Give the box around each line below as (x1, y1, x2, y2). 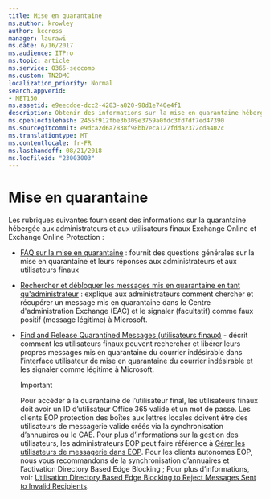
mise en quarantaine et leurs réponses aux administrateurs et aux (19, 257, 237, 266)
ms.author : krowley (8, 19, 74, 27)
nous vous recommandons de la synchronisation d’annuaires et (19, 456, 230, 465)
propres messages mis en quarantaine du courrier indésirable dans (19, 348, 243, 357)
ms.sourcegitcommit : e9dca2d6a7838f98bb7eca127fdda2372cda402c (8, 124, 225, 132)
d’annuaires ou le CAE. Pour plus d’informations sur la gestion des (19, 430, 239, 439)
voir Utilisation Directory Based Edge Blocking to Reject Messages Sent (19, 472, 257, 483)
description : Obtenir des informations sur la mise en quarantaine (8, 109, 239, 118)
